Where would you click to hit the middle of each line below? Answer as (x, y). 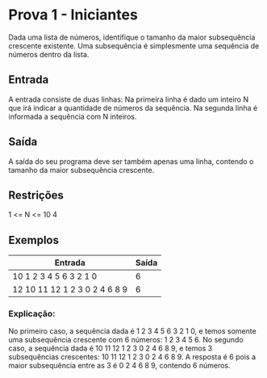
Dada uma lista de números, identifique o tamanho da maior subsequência (132, 37)
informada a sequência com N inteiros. (73, 116)
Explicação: (32, 314)
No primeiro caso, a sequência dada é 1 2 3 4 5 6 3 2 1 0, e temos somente (132, 331)
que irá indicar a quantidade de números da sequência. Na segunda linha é (133, 107)
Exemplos (33, 240)
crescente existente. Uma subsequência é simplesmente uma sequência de (134, 45)
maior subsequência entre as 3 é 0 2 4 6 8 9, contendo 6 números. (120, 366)
